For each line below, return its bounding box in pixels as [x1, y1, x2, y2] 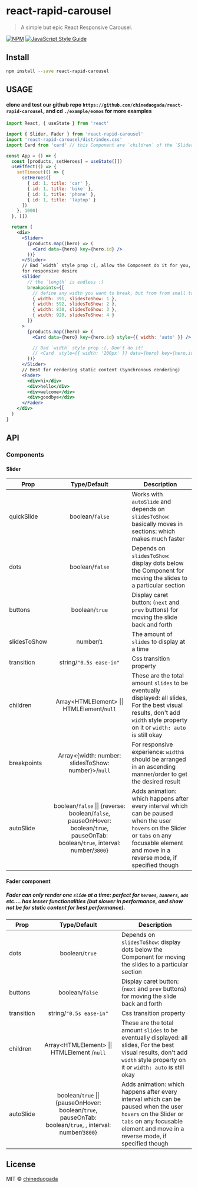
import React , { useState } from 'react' [6, 120, 110, 127]
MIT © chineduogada [6, 1175, 58, 1182]
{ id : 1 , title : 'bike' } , [27, 185, 94, 192]
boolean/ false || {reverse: [54, 802, 126, 810]
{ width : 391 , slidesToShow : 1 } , [32, 296, 117, 301]
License [6, 1160, 36, 1170]
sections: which [131, 527, 176, 535]
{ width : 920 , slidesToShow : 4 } [32, 312, 115, 318]
